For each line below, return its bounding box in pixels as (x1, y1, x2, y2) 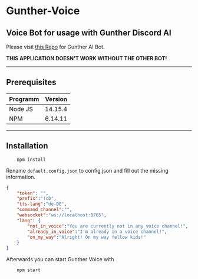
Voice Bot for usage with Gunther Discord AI (6, 28, 172, 38)
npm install (16, 157, 46, 163)
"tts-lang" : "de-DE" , (16, 201, 67, 207)
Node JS (9, 105, 34, 113)
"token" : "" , (16, 190, 49, 196)
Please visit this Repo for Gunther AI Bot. (6, 43, 105, 50)
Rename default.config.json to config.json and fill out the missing (6, 167, 169, 174)
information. (6, 173, 36, 180)
